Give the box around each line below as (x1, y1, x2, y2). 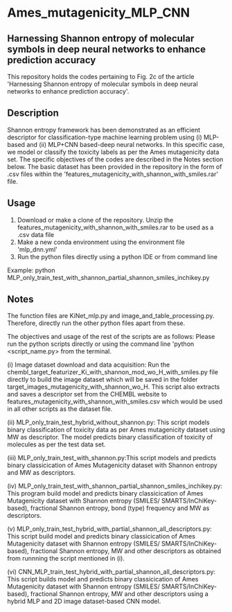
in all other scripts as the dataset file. (7, 405, 113, 413)
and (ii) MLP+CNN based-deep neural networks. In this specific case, (26, 140, 225, 148)
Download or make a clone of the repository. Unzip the (17, 216, 174, 224)
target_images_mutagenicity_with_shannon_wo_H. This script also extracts (7, 383, 220, 391)
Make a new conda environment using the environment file (17, 238, 185, 246)
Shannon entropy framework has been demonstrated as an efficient (7, 125, 201, 134)
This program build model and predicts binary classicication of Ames (7, 489, 204, 498)
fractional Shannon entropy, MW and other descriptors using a (30, 590, 209, 598)
